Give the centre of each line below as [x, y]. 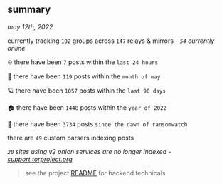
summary [29, 10]
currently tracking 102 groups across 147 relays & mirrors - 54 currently [111, 41]
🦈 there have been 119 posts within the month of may [84, 76]
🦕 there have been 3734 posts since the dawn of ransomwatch [97, 124]
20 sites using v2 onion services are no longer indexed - [89, 151]
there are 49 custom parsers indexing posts [71, 138]
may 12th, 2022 [30, 26]
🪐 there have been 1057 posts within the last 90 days [86, 91]
